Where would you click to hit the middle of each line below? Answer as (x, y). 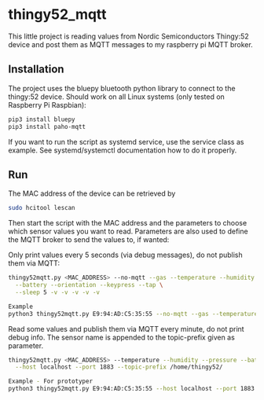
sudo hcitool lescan (42, 208)
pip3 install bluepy (42, 119)
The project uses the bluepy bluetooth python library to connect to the (122, 88)
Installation (36, 70)
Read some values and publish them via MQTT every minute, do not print (126, 328)
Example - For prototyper (50, 382)
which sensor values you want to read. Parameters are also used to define (128, 231)
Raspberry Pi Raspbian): (47, 105)
